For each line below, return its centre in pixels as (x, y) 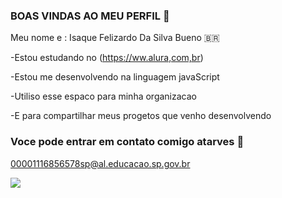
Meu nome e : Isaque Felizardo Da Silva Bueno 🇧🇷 (115, 38)
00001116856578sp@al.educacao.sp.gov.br (100, 163)
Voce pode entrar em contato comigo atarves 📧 (127, 142)
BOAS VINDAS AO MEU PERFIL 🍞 (90, 16)
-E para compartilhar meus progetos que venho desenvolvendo (141, 116)
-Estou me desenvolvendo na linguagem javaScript (115, 77)
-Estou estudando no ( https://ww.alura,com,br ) (107, 58)
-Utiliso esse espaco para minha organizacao (103, 96)
